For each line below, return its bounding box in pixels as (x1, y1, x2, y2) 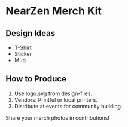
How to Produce (5, 74, 67, 84)
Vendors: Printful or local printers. (14, 96, 98, 103)
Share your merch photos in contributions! (5, 114, 110, 121)
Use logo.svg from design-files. (14, 90, 93, 97)
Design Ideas (5, 28, 56, 38)
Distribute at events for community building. (14, 102, 123, 110)
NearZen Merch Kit (5, 4, 102, 18)
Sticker (14, 50, 32, 58)
